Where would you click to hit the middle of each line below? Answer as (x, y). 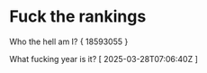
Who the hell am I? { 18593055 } (69, 41)
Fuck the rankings (78, 17)
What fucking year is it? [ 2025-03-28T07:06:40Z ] (103, 59)
